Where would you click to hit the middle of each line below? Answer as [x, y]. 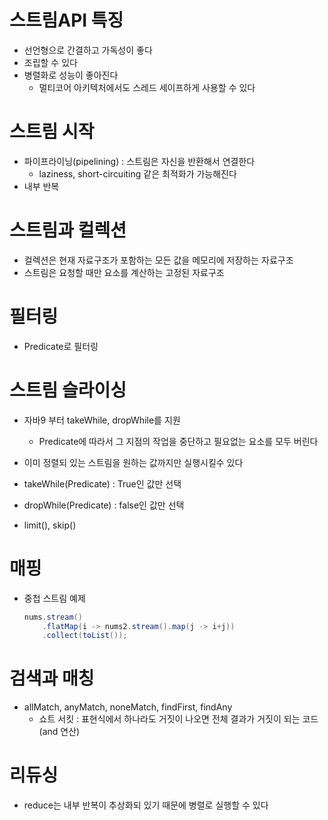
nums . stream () [53, 617]
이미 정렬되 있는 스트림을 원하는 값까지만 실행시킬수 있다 [133, 462]
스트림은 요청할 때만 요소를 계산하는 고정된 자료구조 [124, 272]
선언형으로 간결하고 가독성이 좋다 [88, 50]
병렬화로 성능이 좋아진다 [71, 75]
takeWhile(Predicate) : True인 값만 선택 [102, 483]
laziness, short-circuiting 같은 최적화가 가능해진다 [137, 173]
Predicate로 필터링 [61, 346]
